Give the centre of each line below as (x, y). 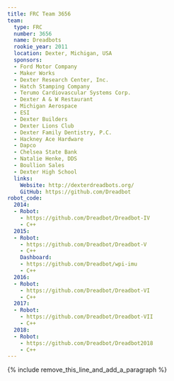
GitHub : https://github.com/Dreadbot (76, 192)
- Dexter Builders (41, 119)
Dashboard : (36, 258)
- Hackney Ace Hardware (48, 139)
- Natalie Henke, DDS (46, 159)
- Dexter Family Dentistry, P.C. (63, 132)
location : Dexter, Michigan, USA (63, 54)
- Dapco (25, 146)
